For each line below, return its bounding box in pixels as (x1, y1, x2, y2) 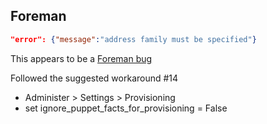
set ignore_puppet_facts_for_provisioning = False (24, 102, 228, 114)
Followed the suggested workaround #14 (10, 72, 179, 84)
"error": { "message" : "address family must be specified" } (10, 34, 257, 44)
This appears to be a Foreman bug (10, 52, 153, 64)
